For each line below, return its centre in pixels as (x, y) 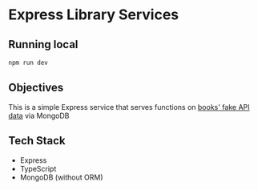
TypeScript (38, 168)
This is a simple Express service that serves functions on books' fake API (129, 107)
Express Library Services (94, 15)
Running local (43, 44)
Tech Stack (37, 141)
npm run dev (28, 63)
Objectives (36, 88)
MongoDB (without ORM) (61, 177)
